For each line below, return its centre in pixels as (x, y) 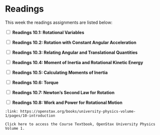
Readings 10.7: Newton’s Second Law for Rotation (63, 92)
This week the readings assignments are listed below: (59, 22)
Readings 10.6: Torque (35, 82)
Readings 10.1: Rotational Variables (48, 32)
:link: (12, 111)
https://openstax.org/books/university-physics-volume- (78, 111)
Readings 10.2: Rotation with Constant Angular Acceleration (74, 42)
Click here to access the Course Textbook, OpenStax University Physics (80, 124)
